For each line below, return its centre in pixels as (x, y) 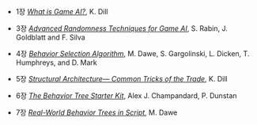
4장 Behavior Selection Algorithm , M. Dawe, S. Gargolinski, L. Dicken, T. (132, 53)
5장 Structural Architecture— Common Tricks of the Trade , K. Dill (121, 79)
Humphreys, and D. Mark (56, 62)
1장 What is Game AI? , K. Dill (62, 11)
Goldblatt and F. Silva (50, 37)
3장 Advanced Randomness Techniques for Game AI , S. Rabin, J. (121, 28)
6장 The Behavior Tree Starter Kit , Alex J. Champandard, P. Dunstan (126, 96)
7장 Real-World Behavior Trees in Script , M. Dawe (96, 112)
